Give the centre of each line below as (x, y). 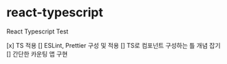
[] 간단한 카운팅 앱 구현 (37, 54)
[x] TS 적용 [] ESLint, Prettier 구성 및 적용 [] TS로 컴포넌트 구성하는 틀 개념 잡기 (113, 45)
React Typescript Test (37, 31)
